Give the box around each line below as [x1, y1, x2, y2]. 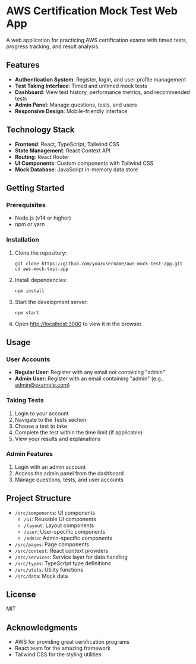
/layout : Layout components [23, 522, 94, 529]
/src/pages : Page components [14, 540, 90, 548]
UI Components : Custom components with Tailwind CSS [14, 159, 154, 167]
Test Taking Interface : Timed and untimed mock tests [14, 82, 147, 89]
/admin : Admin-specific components [23, 534, 113, 541]
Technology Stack [6, 125, 75, 135]
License [6, 590, 36, 600]
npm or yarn [14, 221, 45, 228]
